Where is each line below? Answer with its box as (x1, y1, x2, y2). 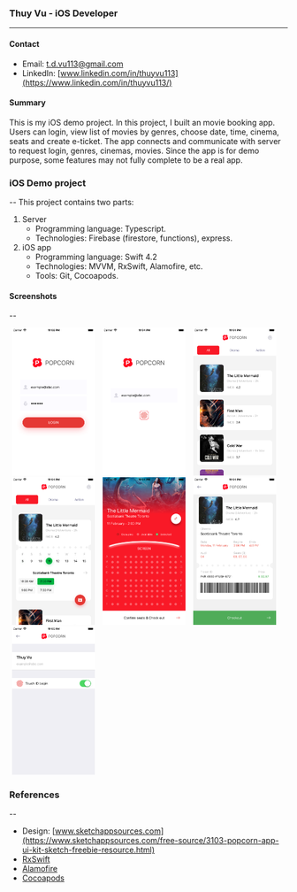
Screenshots (9, 290, 57, 301)
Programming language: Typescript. (34, 224, 166, 234)
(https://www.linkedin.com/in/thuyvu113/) (21, 77, 172, 88)
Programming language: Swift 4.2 (34, 251, 157, 262)
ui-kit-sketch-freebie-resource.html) (21, 844, 156, 855)
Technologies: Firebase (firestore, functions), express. (34, 233, 233, 243)
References (9, 788, 60, 801)
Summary (9, 97, 46, 108)
